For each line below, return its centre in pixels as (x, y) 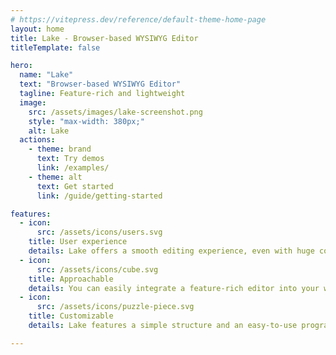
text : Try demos (70, 159)
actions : (37, 140)
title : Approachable (71, 279)
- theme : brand (60, 149)
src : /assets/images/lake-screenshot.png (115, 112)
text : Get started (75, 186)
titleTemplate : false (55, 47)
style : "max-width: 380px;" (86, 121)
